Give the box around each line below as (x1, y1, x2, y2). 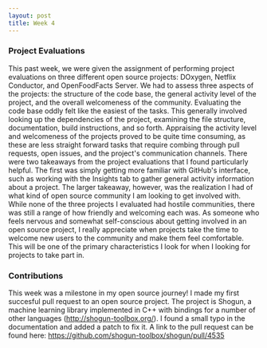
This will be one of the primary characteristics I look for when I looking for (8, 241, 251, 251)
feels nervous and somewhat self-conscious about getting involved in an (8, 216, 247, 226)
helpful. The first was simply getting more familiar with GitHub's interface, (8, 165, 251, 175)
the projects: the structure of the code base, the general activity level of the (8, 89, 257, 98)
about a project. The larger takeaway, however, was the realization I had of (8, 182, 253, 192)
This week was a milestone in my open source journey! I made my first (8, 288, 240, 298)
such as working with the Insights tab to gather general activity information (8, 173, 255, 184)
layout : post (8, 11, 52, 20)
